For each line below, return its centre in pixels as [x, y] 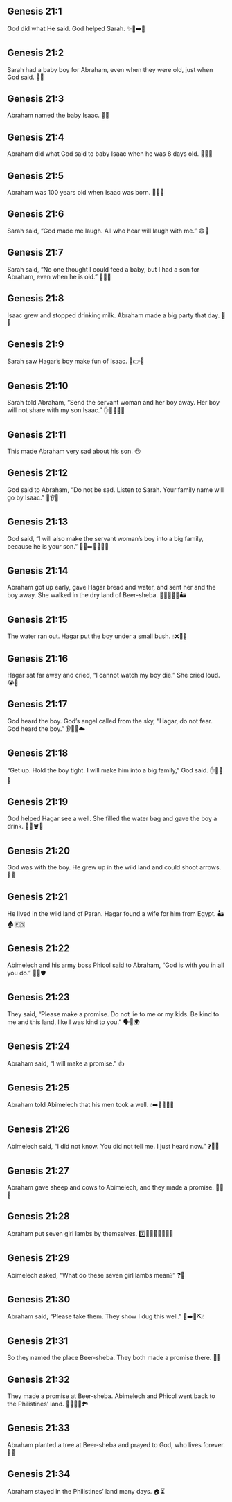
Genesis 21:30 [39, 1299]
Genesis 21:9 [36, 344]
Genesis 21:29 [39, 1258]
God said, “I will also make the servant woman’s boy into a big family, [106, 538]
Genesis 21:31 [37, 1341]
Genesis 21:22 [38, 948]
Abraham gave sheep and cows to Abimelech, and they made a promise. [111, 1187]
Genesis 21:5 [36, 176]
